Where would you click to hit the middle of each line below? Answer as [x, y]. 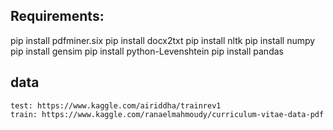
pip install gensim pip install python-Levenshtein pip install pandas [147, 51]
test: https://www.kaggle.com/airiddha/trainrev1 [116, 105]
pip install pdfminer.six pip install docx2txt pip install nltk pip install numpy [163, 40]
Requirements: [57, 16]
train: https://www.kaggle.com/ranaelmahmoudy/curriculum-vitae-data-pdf [167, 114]
